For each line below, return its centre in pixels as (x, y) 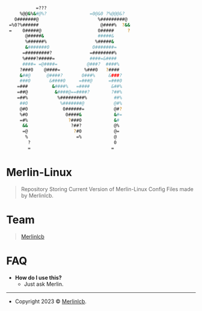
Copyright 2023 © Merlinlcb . (51, 301)
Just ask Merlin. (44, 284)
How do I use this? (38, 277)
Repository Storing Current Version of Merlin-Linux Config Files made (107, 189)
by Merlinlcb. (37, 195)
